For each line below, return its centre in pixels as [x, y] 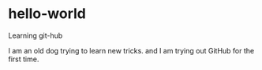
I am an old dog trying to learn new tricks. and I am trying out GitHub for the [131, 50]
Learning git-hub [36, 35]
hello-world [47, 14]
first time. [24, 59]
